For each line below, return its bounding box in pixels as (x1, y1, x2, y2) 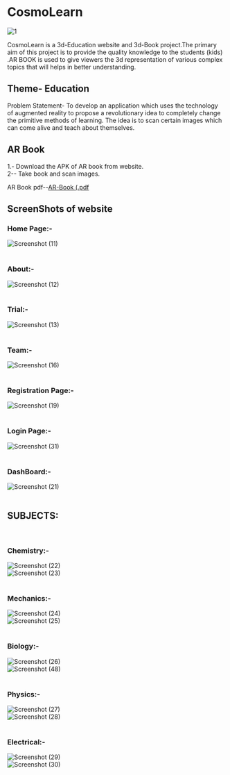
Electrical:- (7, 737, 46, 747)
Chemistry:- (7, 546, 50, 556)
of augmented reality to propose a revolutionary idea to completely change (7, 108, 221, 117)
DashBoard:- (7, 467, 51, 476)
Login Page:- (7, 426, 52, 436)
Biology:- (7, 642, 39, 651)
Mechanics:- (7, 594, 51, 603)
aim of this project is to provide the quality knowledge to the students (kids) (7, 48, 223, 56)
